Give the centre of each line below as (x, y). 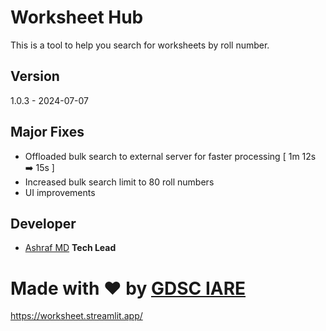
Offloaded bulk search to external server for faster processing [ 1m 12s (170, 156)
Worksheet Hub (77, 17)
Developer (43, 223)
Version (35, 76)
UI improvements (60, 192)
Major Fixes (47, 132)
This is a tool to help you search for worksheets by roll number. (140, 45)
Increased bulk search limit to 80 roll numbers (119, 182)
